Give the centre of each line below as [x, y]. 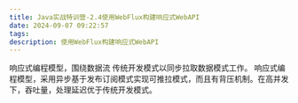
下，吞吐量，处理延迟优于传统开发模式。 [83, 90]
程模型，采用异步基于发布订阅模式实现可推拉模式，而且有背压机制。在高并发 [149, 79]
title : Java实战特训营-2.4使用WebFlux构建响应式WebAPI [105, 17]
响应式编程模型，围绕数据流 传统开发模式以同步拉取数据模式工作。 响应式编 [147, 68]
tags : [19, 33]
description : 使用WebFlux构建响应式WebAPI [84, 42]
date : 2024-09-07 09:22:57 [59, 26]
